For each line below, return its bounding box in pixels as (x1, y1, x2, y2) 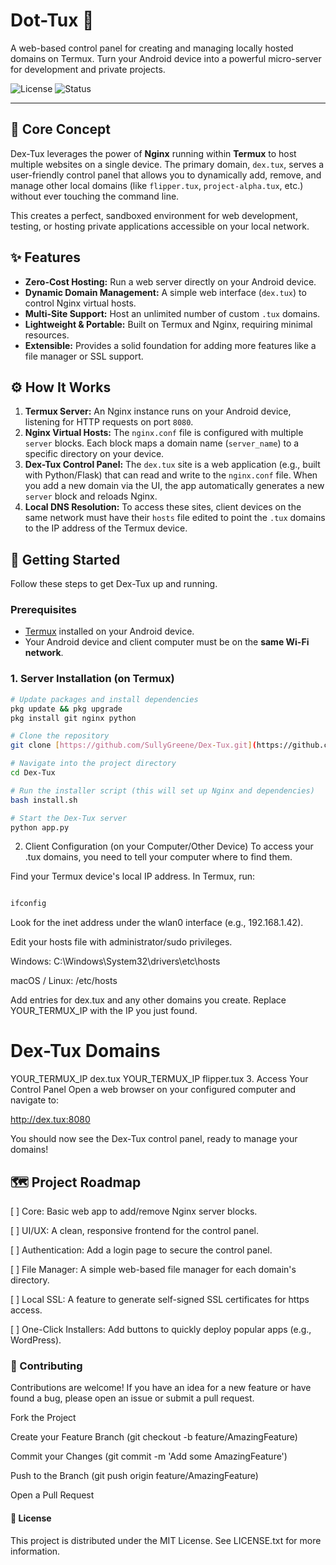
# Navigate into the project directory (10, 759, 177, 769)
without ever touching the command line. (10, 190, 180, 202)
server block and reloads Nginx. (24, 490, 158, 503)
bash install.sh (10, 795, 78, 805)
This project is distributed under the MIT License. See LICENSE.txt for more (10, 1534, 322, 1546)
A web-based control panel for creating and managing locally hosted (10, 42, 294, 54)
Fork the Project (10, 1412, 77, 1424)
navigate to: (10, 1094, 60, 1106)
